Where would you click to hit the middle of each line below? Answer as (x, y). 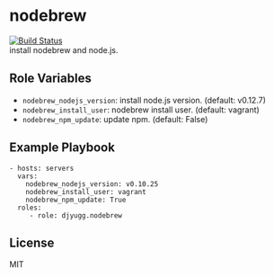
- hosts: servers (42, 168)
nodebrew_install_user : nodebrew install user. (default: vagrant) (141, 110)
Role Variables (50, 79)
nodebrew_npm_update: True (76, 200)
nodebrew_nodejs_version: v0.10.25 (92, 184)
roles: (30, 208)
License (32, 242)
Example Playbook (62, 148)
